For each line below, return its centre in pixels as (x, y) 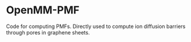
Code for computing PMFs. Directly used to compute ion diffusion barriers (96, 26)
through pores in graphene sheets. (48, 32)
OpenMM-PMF (43, 10)
